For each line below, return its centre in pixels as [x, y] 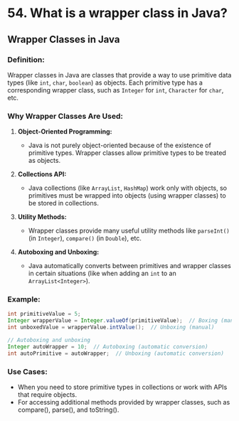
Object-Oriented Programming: [65, 132]
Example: [24, 299]
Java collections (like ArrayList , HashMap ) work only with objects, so [128, 188]
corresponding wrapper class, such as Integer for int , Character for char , [116, 90]
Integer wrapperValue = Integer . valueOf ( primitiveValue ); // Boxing [113, 321]
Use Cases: [27, 371]
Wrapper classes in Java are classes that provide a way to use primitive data [119, 75]
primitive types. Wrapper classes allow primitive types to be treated [127, 153]
